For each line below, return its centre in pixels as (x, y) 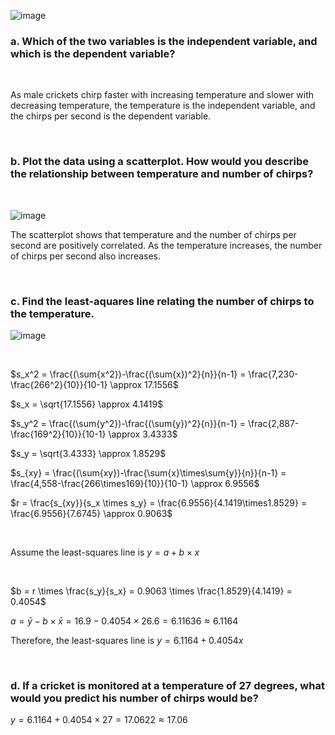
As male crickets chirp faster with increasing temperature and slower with (162, 95)
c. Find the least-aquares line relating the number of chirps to (162, 301)
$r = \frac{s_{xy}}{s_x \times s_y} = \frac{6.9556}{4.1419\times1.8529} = (159, 502)
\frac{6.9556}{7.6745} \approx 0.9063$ (91, 513)
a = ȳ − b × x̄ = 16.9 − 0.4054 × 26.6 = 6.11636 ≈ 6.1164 (124, 621)
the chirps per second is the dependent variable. (111, 116)
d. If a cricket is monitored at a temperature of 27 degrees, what (167, 685)
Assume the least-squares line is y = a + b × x (105, 552)
